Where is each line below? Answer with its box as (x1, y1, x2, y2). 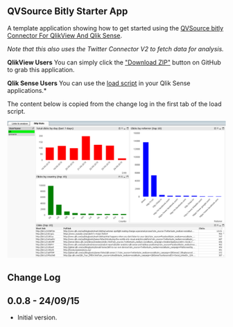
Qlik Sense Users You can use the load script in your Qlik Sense (7, 79, 191, 87)
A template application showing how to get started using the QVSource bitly (7, 24, 224, 32)
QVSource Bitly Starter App (7, 6, 128, 17)
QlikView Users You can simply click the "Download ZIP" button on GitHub (7, 58, 222, 67)
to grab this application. (7, 65, 75, 73)
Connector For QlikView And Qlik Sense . (7, 31, 123, 39)
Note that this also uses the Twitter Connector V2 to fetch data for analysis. (7, 44, 224, 53)
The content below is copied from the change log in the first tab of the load (7, 100, 222, 108)
